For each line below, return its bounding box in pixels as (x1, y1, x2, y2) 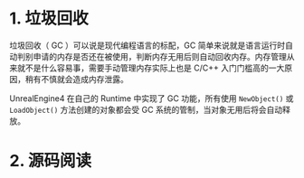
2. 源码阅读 (9, 151, 92, 172)
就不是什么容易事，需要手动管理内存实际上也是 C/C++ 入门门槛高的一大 (16, 62, 285, 73)
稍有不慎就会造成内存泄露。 (24, 73, 128, 84)
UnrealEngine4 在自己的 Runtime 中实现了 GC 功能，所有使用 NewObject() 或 (9, 92, 294, 104)
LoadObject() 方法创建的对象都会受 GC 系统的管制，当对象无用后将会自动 (9, 104, 283, 115)
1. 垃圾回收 (9, 8, 89, 29)
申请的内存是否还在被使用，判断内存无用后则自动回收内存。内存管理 (33, 51, 287, 61)
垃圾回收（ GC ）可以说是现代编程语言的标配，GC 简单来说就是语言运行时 (9, 40, 286, 51)
